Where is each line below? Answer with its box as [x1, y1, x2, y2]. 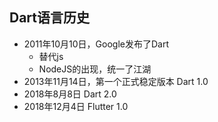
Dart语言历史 [9, 9, 91, 27]
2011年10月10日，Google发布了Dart [23, 38, 170, 50]
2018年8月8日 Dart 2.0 [23, 88, 117, 100]
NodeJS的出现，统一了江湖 [38, 63, 152, 75]
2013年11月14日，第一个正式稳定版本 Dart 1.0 [23, 75, 209, 87]
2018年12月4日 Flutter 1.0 [23, 100, 129, 112]
